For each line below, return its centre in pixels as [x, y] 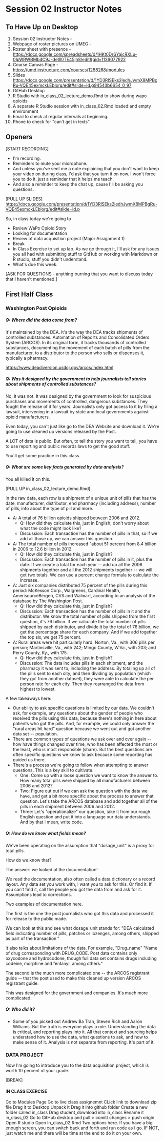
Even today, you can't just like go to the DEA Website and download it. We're [82, 427]
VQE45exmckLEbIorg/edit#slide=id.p [43, 209]
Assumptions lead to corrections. [39, 895]
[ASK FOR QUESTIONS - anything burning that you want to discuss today [79, 274]
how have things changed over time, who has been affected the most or [85, 744]
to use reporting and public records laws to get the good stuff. [68, 446]
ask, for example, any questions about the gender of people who [78, 713]
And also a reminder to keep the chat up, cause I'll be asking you [78, 184]
